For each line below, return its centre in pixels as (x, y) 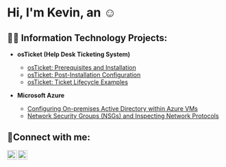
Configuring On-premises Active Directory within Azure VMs (113, 108)
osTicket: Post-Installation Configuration (84, 75)
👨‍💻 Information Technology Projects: (87, 38)
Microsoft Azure (41, 95)
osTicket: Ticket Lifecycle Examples (78, 82)
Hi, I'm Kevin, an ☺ (62, 13)
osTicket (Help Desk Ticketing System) (74, 54)
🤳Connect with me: (49, 137)
